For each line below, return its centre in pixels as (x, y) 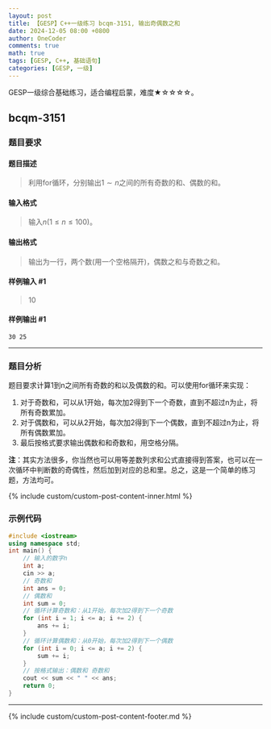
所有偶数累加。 (45, 433)
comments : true (34, 46)
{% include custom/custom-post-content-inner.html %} (100, 496)
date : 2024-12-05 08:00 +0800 (59, 31)
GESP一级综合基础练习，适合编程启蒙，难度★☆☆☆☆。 (103, 92)
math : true (27, 53)
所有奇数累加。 (45, 413)
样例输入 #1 (27, 281)
